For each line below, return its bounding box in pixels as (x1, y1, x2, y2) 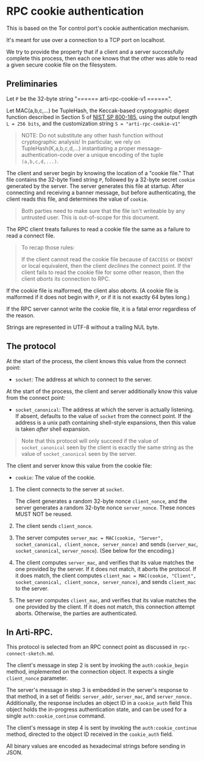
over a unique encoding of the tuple (74, 151, 164, 158)
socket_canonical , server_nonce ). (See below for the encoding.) (15, 547, 175, 554)
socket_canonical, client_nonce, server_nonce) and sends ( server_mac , (15, 540, 199, 547)
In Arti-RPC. (6, 627, 53, 637)
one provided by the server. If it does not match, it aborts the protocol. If (15, 565, 197, 572)
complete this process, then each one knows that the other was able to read (6, 54, 197, 62)
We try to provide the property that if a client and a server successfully (6, 48, 184, 56)
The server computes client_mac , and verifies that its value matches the (15, 596, 197, 604)
